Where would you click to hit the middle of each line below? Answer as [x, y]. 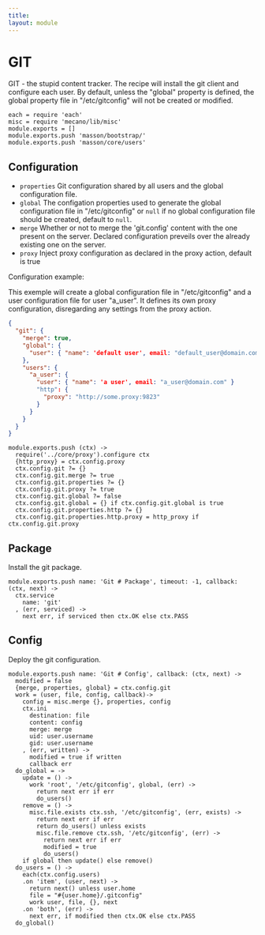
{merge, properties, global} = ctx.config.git [93, 688]
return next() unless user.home [82, 888]
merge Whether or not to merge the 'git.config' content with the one [129, 228]
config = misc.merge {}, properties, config [97, 701]
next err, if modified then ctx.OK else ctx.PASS [112, 916]
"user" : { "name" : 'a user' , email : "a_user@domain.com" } [136, 383]
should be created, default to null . [76, 220]
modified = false [44, 681]
